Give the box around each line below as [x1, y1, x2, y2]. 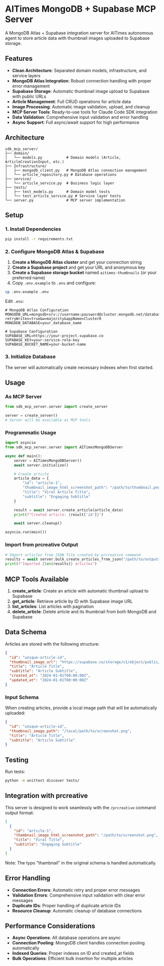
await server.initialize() [14, 462, 69, 467]
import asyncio [5, 441, 36, 445]
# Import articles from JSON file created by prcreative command [5, 552, 141, 557]
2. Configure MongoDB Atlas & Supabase [5, 248, 104, 255]
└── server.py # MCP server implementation [5, 198, 125, 203]
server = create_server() [5, 413, 58, 418]
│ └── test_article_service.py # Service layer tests [5, 193, 121, 198]
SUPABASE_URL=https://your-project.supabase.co [5, 334, 104, 338]
